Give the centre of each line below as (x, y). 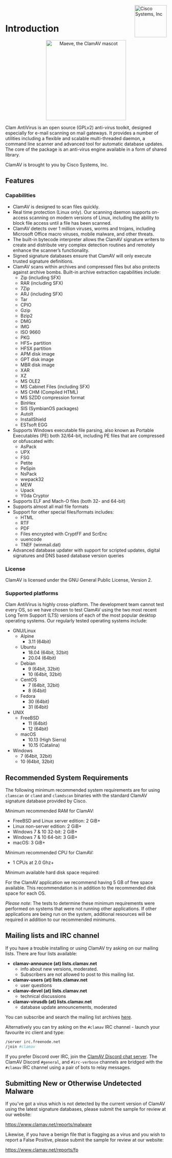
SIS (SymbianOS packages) (49, 408)
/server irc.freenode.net (33, 1042)
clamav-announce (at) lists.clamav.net (55, 963)
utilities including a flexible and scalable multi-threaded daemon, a (75, 138)
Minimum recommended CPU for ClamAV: (49, 853)
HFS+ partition (36, 343)
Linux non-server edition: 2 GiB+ (47, 827)
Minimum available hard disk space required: (52, 873)
